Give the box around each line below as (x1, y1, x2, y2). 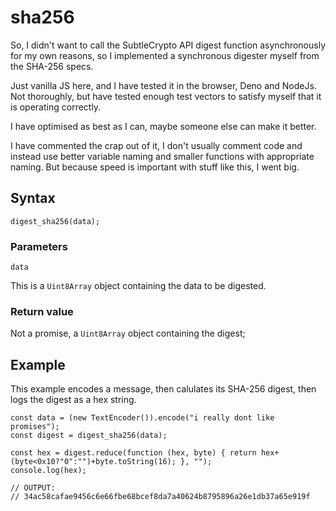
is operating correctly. (10, 101, 102, 113)
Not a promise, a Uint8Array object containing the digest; (10, 327, 246, 340)
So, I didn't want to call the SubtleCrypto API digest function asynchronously (10, 39, 326, 51)
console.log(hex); (10, 466, 87, 476)
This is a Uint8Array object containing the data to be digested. (10, 280, 267, 292)
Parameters (10, 239, 68, 253)
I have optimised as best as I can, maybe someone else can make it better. (10, 120, 317, 132)
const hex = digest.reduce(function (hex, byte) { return (10, 448, 257, 458)
